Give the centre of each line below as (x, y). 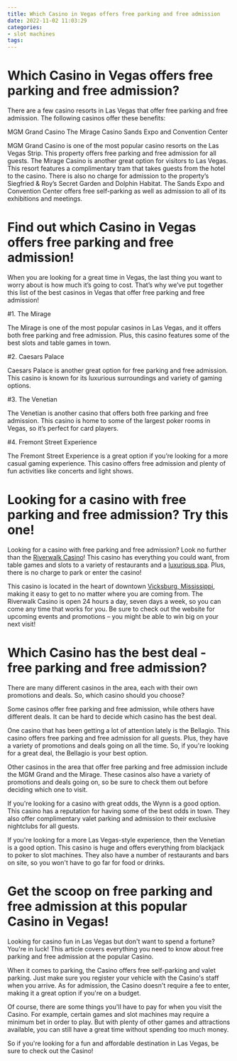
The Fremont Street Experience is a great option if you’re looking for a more (118, 456)
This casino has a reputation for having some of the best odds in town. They (119, 811)
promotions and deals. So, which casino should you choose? (96, 695)
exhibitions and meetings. (45, 199)
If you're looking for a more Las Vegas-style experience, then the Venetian (116, 840)
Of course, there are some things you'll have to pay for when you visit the (115, 1007)
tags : (15, 41)
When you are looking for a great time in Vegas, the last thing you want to (115, 277)
